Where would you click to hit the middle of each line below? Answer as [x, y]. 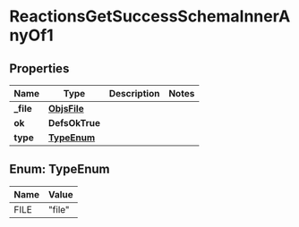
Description [134, 93]
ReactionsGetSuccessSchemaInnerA [150, 17]
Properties [39, 68]
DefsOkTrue [74, 123]
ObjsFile [66, 109]
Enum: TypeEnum [60, 169]
